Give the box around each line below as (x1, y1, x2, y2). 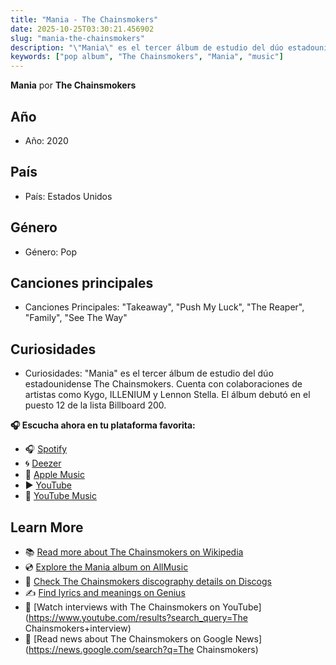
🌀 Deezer (24, 457, 62, 470)
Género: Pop (24, 246, 78, 258)
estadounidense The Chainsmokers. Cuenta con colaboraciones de (24, 378, 303, 390)
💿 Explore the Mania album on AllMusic (24, 561, 189, 573)
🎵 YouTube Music (24, 490, 97, 502)
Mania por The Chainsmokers (10, 79, 137, 91)
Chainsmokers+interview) (24, 622, 132, 634)
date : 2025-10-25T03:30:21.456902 (10, 24, 155, 34)
